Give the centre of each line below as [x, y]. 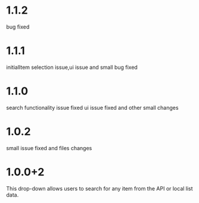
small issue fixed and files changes [49, 148]
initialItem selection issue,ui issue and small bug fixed [72, 67]
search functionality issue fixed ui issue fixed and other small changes [92, 107]
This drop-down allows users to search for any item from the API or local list [99, 188]
